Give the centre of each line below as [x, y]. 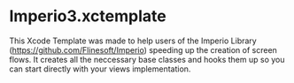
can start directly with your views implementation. [100, 69]
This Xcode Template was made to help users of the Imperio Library [133, 41]
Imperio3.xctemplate [88, 16]
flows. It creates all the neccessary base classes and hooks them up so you [147, 59]
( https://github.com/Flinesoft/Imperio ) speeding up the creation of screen [143, 49]
